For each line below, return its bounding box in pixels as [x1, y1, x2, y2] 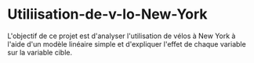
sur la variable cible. [7, 47, 72, 57]
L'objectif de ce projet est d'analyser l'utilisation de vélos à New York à [7, 31, 236, 40]
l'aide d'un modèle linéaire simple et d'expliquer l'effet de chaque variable [7, 39, 246, 48]
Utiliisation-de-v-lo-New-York [7, 5, 209, 23]
